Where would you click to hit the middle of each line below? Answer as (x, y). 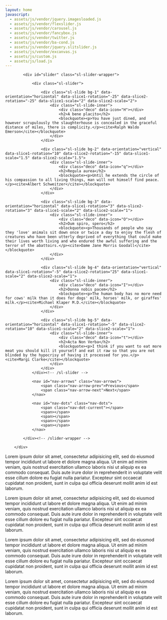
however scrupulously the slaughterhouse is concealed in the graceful (81, 123)
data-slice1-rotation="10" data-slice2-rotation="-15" (63, 154)
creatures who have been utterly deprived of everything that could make (83, 237)
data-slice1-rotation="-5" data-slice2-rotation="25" (62, 272)
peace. (153, 180)
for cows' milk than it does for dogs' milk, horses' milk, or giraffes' (83, 298)
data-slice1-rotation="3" (87, 206)
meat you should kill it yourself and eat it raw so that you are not (80, 351)
